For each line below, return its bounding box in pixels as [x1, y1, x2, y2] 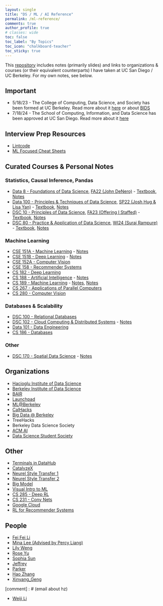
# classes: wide [5, 30, 38, 35]
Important [5, 87, 36, 95]
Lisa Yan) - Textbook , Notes [12, 204, 69, 210]
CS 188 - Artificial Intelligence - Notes [12, 274, 89, 281]
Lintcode [12, 143, 30, 149]
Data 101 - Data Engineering [12, 324, 69, 330]
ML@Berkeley [12, 401, 41, 407]
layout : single [5, 7, 36, 12]
